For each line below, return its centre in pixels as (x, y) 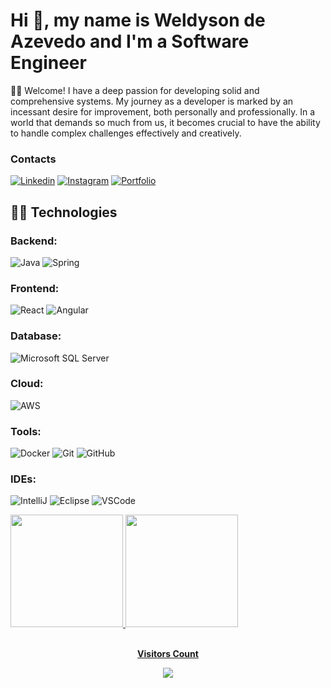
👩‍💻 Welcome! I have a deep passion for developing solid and (135, 90)
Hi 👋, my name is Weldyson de (138, 20)
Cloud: (27, 384)
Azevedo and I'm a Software (130, 41)
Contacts (33, 159)
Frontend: (35, 288)
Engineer (48, 63)
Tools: (26, 431)
